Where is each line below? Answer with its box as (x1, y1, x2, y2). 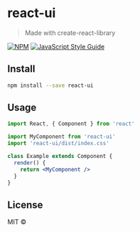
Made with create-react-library (24, 28, 116, 37)
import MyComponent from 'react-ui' (7, 133, 116, 140)
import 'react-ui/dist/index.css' (7, 140, 110, 147)
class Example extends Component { (7, 153, 113, 160)
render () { (14, 159, 46, 167)
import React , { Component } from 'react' (7, 120, 135, 127)
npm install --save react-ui (7, 82, 94, 89)
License (7, 199, 43, 211)
